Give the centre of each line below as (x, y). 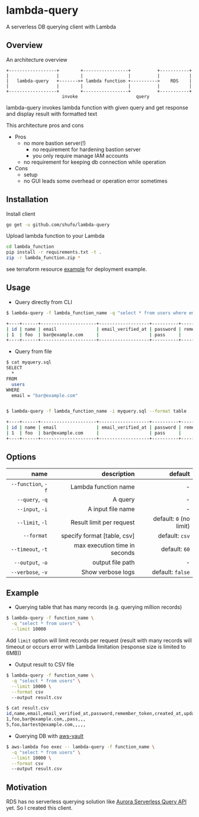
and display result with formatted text (52, 114)
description (118, 474)
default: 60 (175, 549)
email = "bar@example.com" (45, 395)
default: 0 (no (171, 518)
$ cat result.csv (28, 708)
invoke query (106, 96)
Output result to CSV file (44, 664)
